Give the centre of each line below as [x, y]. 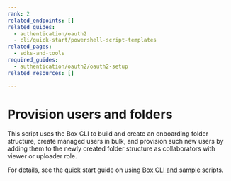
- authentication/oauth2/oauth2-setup [71, 66]
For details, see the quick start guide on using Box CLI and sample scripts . [115, 170]
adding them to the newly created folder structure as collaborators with [111, 148]
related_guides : [31, 27]
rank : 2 [19, 14]
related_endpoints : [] [41, 21]
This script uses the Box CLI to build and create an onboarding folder [108, 134]
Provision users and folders [90, 114]
